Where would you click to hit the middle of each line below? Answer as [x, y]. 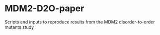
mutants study [19, 27]
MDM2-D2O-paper [44, 9]
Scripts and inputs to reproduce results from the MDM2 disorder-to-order [80, 22]
